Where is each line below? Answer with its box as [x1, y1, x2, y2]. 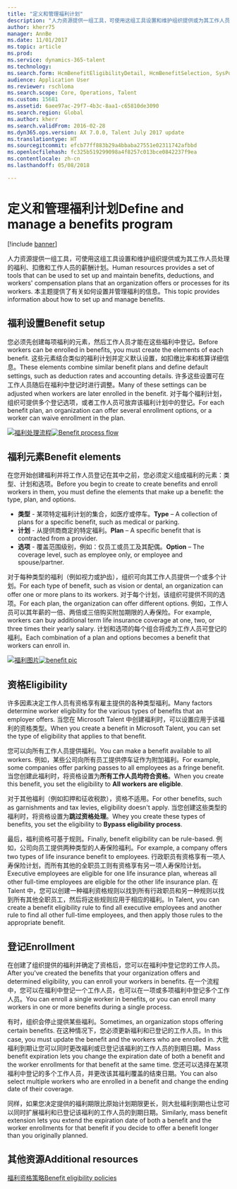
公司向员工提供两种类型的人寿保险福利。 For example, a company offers [19, 843, 228, 852]
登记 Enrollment [7, 940, 75, 952]
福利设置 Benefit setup [7, 317, 106, 329]
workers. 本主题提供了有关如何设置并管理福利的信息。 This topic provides [7, 287, 220, 295]
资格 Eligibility [7, 678, 68, 690]
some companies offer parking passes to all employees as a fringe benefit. [7, 763, 224, 772]
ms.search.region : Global [7, 109, 83, 116]
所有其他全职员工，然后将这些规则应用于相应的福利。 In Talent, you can [13, 895, 220, 904]
